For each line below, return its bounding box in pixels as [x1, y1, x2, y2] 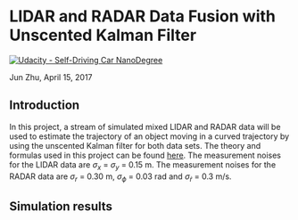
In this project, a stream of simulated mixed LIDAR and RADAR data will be [9, 121, 281, 132]
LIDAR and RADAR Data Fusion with [9, 6, 277, 27]
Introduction [9, 98, 80, 113]
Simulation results [9, 199, 113, 214]
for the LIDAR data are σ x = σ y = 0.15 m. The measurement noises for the [9, 159, 277, 172]
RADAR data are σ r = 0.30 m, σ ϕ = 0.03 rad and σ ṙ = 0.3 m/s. [9, 171, 232, 183]
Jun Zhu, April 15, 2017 [9, 71, 93, 82]
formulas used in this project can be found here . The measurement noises [9, 150, 281, 160]
